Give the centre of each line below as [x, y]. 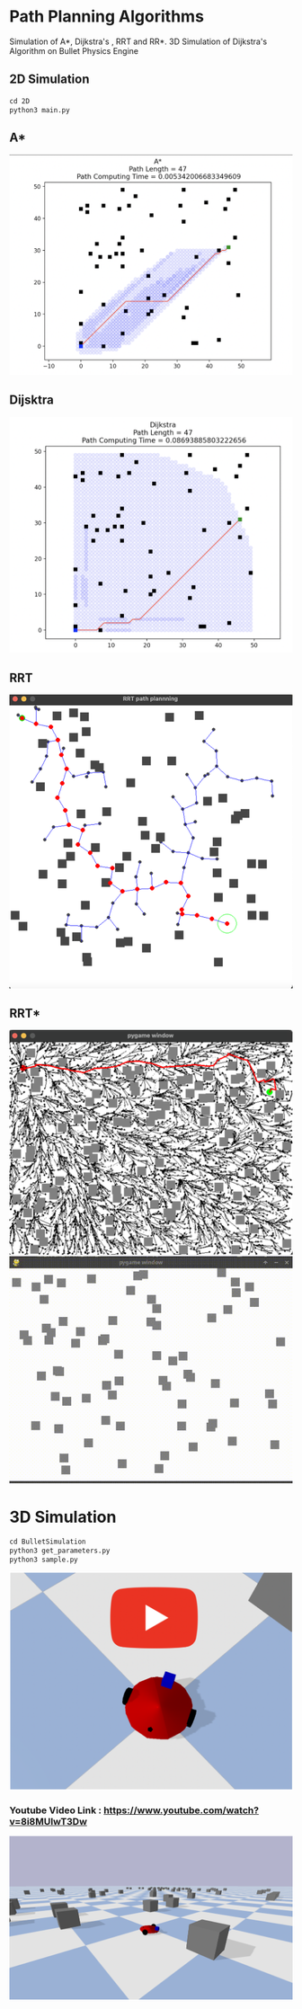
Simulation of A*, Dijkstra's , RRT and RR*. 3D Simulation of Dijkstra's [138, 41]
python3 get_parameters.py [60, 1551]
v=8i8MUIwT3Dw [49, 1821]
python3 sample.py [44, 1560]
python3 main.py [40, 110]
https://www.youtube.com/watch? [181, 1810]
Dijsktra [31, 400]
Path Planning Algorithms [107, 17]
